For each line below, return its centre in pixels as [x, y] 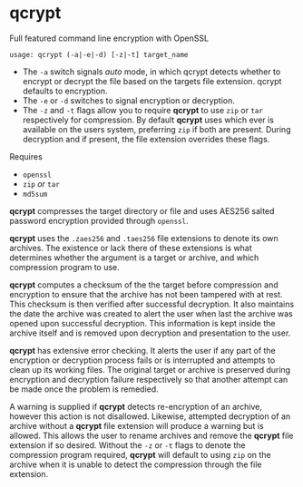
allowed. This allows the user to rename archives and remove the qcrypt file [151, 435]
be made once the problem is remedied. [84, 389]
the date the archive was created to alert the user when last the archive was [151, 313]
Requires [26, 156]
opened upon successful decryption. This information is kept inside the [142, 323]
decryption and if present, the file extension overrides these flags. [146, 139]
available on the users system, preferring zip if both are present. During [156, 129]
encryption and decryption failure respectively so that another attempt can [149, 379]
